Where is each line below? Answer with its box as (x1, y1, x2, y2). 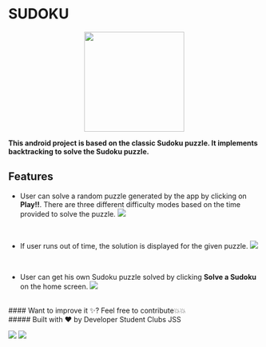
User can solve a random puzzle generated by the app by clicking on (19, 191, 248, 201)
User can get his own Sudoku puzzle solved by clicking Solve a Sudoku (19, 272, 257, 281)
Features (8, 170, 54, 184)
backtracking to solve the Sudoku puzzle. (8, 146, 149, 156)
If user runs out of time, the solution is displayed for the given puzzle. (19, 241, 249, 250)
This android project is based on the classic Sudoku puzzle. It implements (8, 138, 258, 148)
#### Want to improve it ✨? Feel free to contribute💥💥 (8, 305, 186, 315)
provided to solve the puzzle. (19, 209, 116, 218)
